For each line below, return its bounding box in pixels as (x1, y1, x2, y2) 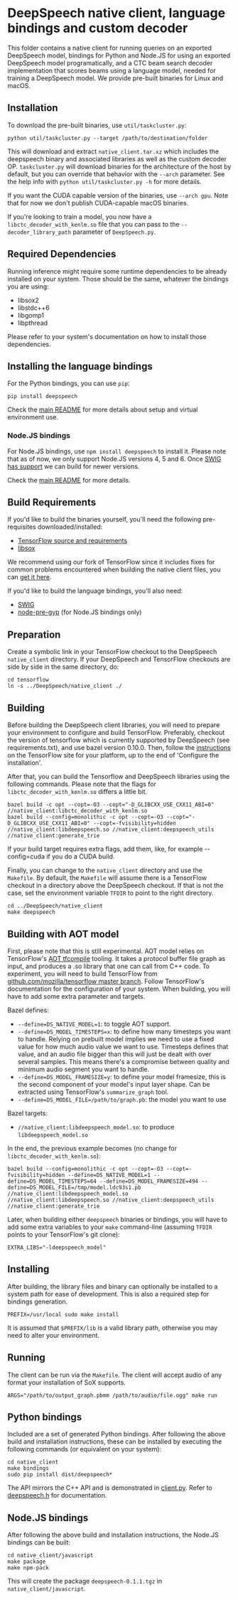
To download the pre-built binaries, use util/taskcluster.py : (7, 121, 187, 129)
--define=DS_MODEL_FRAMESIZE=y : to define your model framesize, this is (17, 1072, 226, 1081)
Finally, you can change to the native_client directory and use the (7, 866, 202, 875)
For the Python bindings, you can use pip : (7, 379, 130, 388)
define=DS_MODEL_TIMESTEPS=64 (7, 1178, 97, 1185)
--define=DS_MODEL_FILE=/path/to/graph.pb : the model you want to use (17, 1095, 227, 1103)
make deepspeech (7, 908, 55, 916)
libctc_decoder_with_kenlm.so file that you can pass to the (7, 220, 180, 228)
